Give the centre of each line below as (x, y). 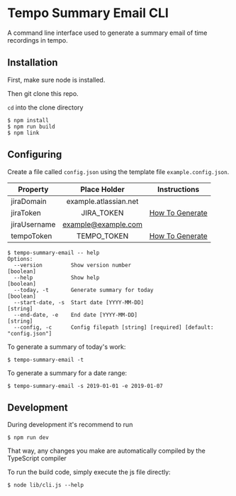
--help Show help (57, 277)
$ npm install (28, 120)
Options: (20, 259)
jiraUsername (33, 224)
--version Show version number (73, 265)
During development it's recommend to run (70, 425)
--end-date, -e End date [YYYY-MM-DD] (76, 315)
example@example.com (103, 224)
